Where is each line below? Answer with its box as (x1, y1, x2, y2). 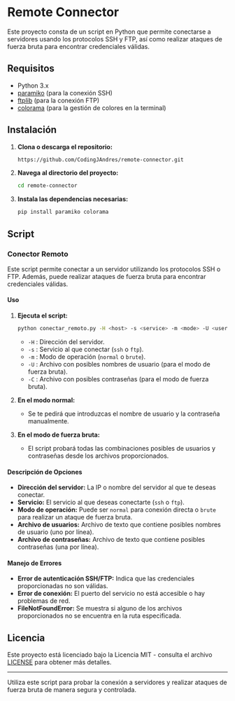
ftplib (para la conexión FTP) (17, 96, 100, 104)
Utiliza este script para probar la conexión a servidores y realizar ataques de (7, 678, 227, 687)
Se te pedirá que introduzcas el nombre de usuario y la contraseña (27, 409, 220, 418)
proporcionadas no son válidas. (17, 582, 108, 590)
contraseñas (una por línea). (17, 543, 99, 551)
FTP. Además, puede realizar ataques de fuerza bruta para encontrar (7, 272, 206, 280)
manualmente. (27, 416, 69, 425)
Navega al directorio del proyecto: (17, 169, 119, 177)
